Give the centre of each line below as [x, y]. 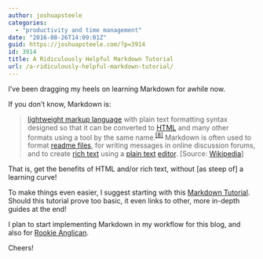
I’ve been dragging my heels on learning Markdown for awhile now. [117, 89]
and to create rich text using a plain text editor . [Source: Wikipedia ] [135, 154]
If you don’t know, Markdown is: [60, 104]
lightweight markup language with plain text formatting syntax [127, 119]
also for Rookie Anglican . [48, 233]
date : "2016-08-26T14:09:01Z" [58, 37]
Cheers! [21, 248]
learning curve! [33, 177]
